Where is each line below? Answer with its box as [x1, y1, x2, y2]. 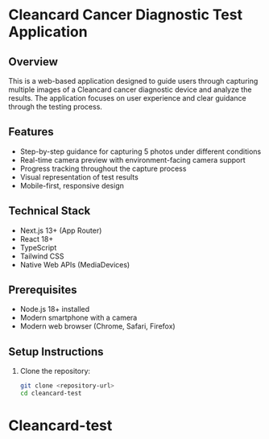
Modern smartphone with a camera [19, 313, 138, 323]
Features [8, 125, 54, 139]
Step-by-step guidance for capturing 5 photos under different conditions [19, 147, 262, 156]
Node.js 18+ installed [19, 304, 90, 314]
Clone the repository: [19, 367, 91, 376]
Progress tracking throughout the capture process [19, 164, 187, 173]
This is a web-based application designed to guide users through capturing [8, 77, 259, 85]
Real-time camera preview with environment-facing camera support [19, 155, 246, 164]
